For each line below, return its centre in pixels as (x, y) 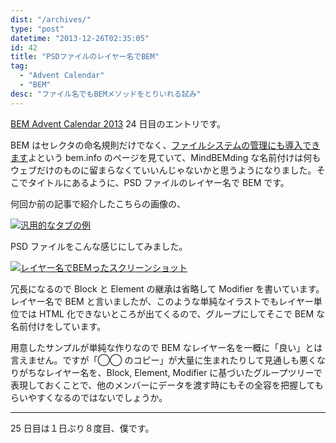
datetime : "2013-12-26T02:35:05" (80, 38)
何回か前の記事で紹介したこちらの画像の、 (98, 203)
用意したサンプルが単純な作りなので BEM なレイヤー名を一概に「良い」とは (166, 347)
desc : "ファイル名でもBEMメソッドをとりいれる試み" (106, 94)
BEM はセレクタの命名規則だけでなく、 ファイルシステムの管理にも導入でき (165, 145)
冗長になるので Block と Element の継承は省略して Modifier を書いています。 (167, 288)
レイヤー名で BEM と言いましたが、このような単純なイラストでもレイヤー (162, 301)
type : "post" (37, 29)
